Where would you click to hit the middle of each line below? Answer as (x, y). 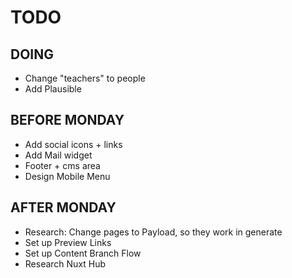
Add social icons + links (73, 144)
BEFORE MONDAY (67, 120)
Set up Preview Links (68, 242)
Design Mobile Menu (67, 176)
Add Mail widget (58, 155)
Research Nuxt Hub (65, 263)
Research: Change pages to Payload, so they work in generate (153, 232)
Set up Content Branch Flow (83, 253)
